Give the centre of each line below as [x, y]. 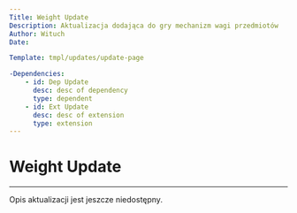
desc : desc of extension [78, 115]
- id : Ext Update [57, 107]
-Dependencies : [37, 74]
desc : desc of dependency [80, 90]
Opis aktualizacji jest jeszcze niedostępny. [86, 200]
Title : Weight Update [49, 17]
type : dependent [62, 98]
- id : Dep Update [57, 82]
